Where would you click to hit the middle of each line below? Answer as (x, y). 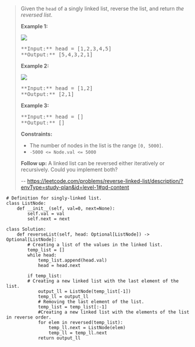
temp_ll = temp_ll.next (78, 333)
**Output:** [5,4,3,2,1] (57, 55)
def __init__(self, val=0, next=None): (66, 208)
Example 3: (35, 105)
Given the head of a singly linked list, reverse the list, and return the (102, 9)
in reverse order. (29, 317)
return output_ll (59, 338)
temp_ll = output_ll (63, 297)
